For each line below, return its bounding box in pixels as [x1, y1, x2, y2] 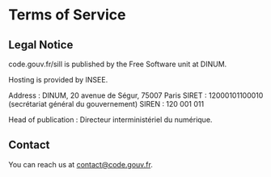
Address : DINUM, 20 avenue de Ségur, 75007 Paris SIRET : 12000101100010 [8, 91, 264, 100]
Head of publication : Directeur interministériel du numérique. [8, 115, 213, 124]
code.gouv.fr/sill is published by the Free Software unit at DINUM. [8, 59, 227, 69]
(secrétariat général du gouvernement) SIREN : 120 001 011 [8, 99, 205, 108]
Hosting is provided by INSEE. [8, 75, 108, 84]
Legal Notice [8, 38, 74, 52]
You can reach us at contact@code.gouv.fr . [8, 159, 154, 169]
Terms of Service [8, 6, 126, 24]
